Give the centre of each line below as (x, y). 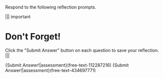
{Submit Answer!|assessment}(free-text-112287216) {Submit (67, 65)
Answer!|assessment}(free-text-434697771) (50, 70)
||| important (18, 17)
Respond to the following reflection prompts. (51, 7)
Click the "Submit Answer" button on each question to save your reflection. (82, 50)
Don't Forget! (33, 37)
